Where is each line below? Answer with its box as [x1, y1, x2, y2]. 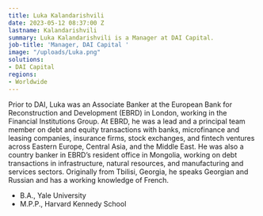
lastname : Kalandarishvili [8, 26, 97, 34]
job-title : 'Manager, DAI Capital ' [8, 41, 129, 49]
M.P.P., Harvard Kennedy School [19, 199, 127, 208]
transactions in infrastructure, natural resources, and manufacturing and [8, 158, 244, 168]
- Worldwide [8, 78, 48, 85]
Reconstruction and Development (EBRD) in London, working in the [8, 108, 227, 117]
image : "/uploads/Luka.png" [8, 48, 101, 56]
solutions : [8, 56, 44, 64]
